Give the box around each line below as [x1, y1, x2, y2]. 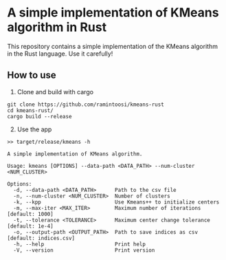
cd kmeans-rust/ [7, 107, 54, 114]
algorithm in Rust [7, 19, 107, 35]
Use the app [16, 125, 52, 133]
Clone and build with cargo [16, 87, 94, 96]
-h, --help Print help [13, 241, 146, 248]
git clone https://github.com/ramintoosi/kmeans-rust [7, 101, 165, 108]
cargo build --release [7, 113, 72, 120]
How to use [7, 69, 56, 81]
